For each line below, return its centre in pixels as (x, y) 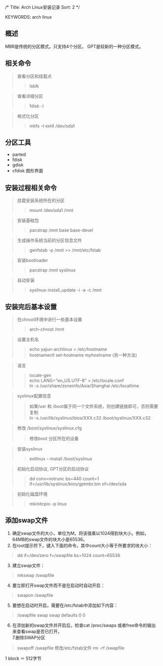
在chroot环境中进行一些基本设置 (50, 320)
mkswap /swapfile (36, 575)
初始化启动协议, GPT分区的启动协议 (53, 469)
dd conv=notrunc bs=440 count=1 (64, 479)
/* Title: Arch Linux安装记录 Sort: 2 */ (42, 7)
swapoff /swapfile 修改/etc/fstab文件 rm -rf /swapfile (71, 648)
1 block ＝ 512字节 (23, 658)
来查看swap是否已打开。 (37, 631)
